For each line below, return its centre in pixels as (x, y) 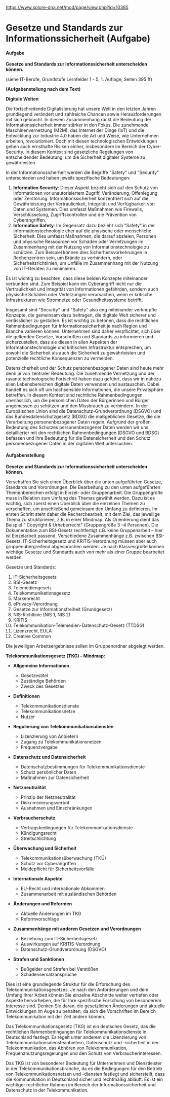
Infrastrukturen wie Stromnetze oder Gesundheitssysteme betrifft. (74, 300)
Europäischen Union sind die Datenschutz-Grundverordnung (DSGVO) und (83, 411)
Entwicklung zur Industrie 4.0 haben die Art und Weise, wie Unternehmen (82, 136)
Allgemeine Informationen (41, 665)
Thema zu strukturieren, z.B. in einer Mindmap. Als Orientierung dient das (82, 519)
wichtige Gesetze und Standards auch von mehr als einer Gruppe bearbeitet (85, 552)
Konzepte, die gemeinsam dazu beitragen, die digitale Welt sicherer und (81, 315)
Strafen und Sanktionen (39, 959)
